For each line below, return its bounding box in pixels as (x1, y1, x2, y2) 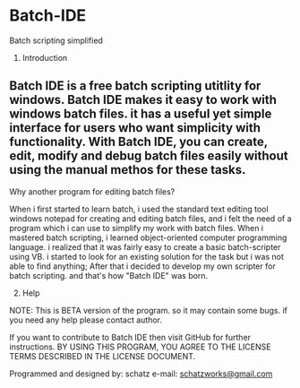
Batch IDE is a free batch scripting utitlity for (9, 78, 261, 94)
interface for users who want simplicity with (9, 120, 261, 135)
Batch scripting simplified (9, 35, 103, 46)
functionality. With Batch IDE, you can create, (9, 134, 269, 150)
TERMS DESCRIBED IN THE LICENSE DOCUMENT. (9, 350, 196, 361)
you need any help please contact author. (9, 315, 163, 325)
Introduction (21, 52, 68, 63)
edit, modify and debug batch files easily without (9, 149, 288, 164)
